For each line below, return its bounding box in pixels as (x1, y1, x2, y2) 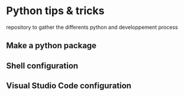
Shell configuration (6, 61, 79, 71)
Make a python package (6, 41, 96, 51)
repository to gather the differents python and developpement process (6, 24, 179, 31)
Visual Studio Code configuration (6, 81, 132, 91)
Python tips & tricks (6, 4, 105, 18)
